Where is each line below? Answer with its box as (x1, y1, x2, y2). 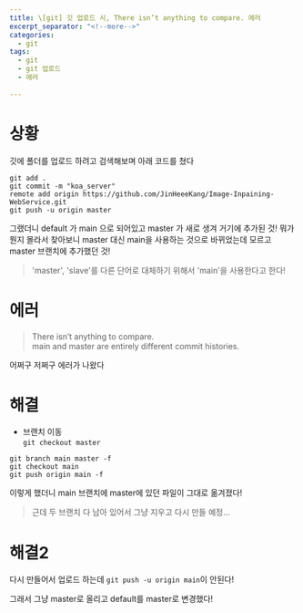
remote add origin (9, 189, 79, 199)
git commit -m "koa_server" (9, 182, 116, 191)
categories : (9, 30, 55, 39)
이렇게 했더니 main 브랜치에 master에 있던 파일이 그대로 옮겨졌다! (9, 487, 243, 498)
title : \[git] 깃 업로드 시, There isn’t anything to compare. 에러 (9, 13, 261, 23)
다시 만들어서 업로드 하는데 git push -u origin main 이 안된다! (9, 574, 235, 585)
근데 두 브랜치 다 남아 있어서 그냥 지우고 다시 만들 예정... (31, 507, 230, 518)
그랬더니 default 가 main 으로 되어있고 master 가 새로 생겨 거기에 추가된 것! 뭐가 (9, 223, 295, 234)
